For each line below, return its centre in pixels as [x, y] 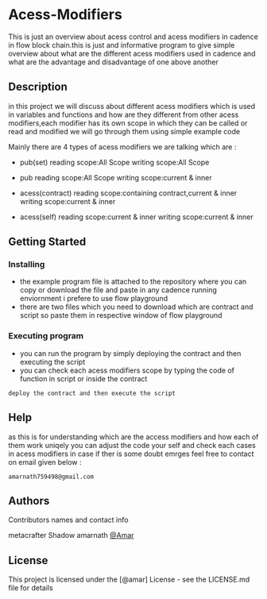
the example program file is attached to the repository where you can [133, 282]
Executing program [46, 336]
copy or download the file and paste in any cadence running [118, 290]
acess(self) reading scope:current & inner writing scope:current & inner [137, 217]
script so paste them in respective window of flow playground [121, 315]
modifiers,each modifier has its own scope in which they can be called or [128, 123]
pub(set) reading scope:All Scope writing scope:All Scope [114, 162]
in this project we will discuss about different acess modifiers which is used [132, 106]
